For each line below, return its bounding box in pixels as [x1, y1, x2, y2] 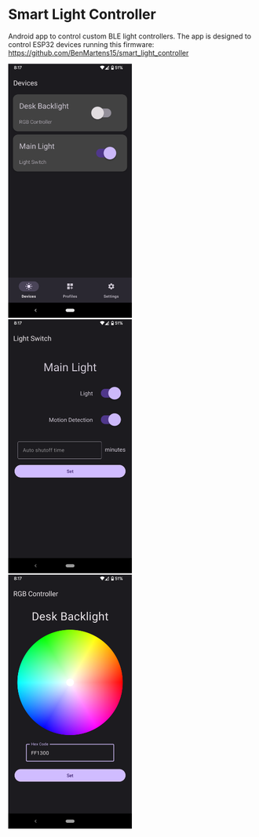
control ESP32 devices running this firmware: [8, 39, 155, 49]
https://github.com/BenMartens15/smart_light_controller [8, 48, 189, 57]
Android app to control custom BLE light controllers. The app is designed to [8, 31, 252, 41]
